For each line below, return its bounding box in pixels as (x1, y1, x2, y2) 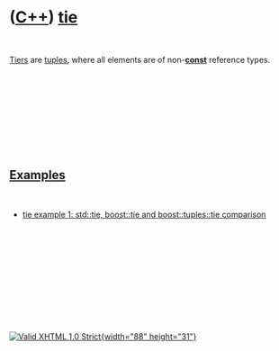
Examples (9, 167, 66, 183)
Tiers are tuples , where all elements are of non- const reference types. (9, 54, 271, 65)
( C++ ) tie (9, 7, 78, 28)
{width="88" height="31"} (100, 330, 197, 342)
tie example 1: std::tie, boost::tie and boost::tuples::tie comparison (22, 209, 266, 220)
